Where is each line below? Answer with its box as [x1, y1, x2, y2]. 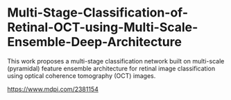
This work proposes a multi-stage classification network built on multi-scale [7, 57, 225, 65]
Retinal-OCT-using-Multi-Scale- [7, 19, 198, 35]
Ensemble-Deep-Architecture [7, 34, 182, 50]
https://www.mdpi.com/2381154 [7, 85, 99, 93]
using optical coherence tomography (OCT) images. [7, 71, 156, 80]
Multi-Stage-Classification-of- [7, 5, 189, 21]
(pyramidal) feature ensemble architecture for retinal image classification [7, 64, 216, 72]
